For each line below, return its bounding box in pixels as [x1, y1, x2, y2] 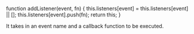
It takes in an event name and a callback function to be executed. [6, 23, 164, 29]
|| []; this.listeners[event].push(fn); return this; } [6, 11, 121, 18]
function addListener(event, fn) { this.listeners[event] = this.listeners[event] [6, 5, 189, 12]
